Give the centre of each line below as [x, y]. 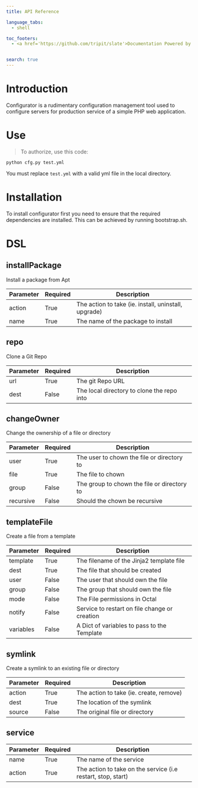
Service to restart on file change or [124, 609]
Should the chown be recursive [120, 501]
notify [17, 613]
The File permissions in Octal [117, 599]
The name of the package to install [124, 321]
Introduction [37, 89]
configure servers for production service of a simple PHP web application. [96, 111]
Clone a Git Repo [27, 356]
